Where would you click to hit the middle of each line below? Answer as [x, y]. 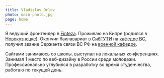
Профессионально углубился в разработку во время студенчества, [78, 65]
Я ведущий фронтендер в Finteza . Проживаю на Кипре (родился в [76, 34]
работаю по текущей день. [34, 70]
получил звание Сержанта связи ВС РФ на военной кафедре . [71, 44]
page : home [17, 19]
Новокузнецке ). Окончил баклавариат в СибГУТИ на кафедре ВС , [76, 39]
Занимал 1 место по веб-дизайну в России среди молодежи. [71, 59]
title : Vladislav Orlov [30, 10]
